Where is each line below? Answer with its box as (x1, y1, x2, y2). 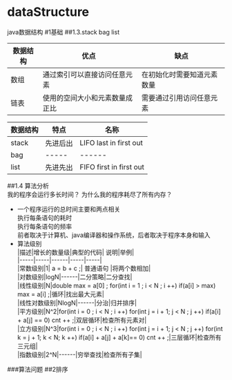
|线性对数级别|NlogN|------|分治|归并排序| (17, 298, 137, 307)
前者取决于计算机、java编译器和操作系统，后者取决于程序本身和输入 (17, 231, 211, 239)
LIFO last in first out (79, 137, 143, 147)
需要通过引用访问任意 (141, 93, 211, 102)
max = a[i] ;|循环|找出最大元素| (17, 289, 105, 298)
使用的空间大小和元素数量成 (42, 93, 133, 102)
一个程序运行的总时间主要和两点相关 (17, 205, 121, 213)
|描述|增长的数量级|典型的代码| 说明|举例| (17, 248, 135, 256)
